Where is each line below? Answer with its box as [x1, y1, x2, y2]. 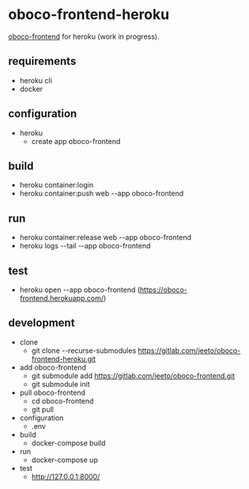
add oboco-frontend [19, 362, 87, 372]
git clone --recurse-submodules [31, 346, 137, 355]
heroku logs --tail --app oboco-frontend [19, 241, 151, 251]
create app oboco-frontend [31, 136, 121, 146]
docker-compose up [31, 455, 99, 464]
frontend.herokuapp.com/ [19, 294, 104, 302]
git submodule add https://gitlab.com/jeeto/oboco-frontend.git [31, 370, 236, 381]
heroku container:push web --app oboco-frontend [19, 188, 184, 199]
